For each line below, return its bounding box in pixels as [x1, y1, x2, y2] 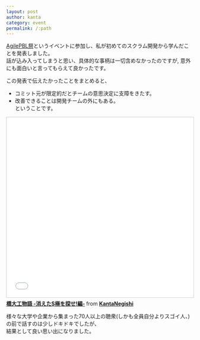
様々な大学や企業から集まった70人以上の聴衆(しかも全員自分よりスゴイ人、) [6, 313, 190, 320]
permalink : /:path [6, 25, 52, 32]
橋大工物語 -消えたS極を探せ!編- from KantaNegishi [6, 300, 134, 307]
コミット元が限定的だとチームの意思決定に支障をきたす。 [14, 90, 155, 97]
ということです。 [14, 105, 56, 112]
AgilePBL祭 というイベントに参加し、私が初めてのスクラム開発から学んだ [6, 42, 184, 49]
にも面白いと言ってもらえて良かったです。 [6, 65, 109, 72]
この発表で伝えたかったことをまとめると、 [6, 77, 110, 84]
